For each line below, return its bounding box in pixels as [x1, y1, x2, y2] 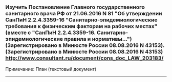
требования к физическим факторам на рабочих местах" [5, 22, 158, 30]
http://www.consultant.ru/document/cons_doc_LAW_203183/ [5, 54, 164, 62]
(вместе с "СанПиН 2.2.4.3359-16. [5, 29, 96, 36]
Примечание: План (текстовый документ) [5, 66, 97, 72]
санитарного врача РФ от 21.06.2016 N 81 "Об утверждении [5, 10, 162, 17]
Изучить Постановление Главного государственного [5, 4, 145, 11]
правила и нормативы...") [63, 35, 132, 42]
